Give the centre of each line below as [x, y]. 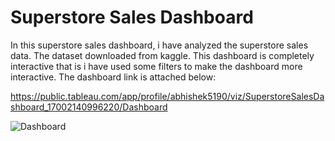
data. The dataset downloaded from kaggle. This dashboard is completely [162, 55]
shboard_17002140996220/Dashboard [89, 107]
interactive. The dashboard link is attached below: [113, 77]
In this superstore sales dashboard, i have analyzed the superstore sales [159, 45]
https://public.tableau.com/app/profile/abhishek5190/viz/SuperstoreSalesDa [167, 96]
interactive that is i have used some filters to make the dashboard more [156, 66]
